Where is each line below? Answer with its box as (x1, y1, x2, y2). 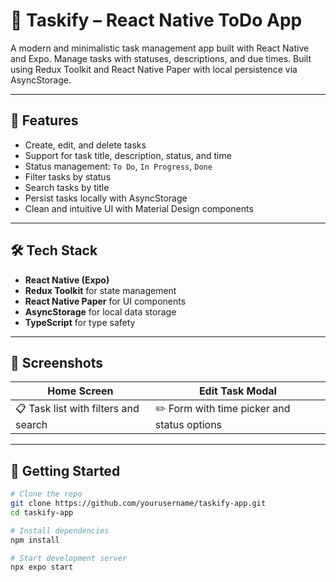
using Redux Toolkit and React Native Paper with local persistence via (10, 63, 298, 75)
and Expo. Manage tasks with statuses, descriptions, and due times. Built (10, 52, 312, 64)
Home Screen (47, 384, 114, 398)
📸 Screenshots (10, 354, 104, 371)
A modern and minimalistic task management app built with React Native (10, 42, 310, 54)
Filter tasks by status (24, 170, 112, 183)
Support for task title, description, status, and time (24, 149, 232, 161)
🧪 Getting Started (10, 462, 121, 479)
